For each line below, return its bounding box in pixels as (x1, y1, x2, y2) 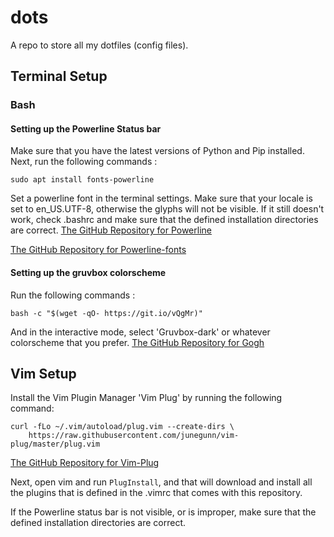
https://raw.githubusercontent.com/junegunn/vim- (28, 431, 240, 441)
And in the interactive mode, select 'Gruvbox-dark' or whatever (10, 326, 271, 338)
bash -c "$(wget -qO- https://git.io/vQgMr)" (10, 308, 203, 318)
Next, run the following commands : (10, 156, 158, 168)
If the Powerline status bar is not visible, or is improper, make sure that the (10, 506, 317, 518)
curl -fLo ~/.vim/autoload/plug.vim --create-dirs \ (10, 422, 235, 432)
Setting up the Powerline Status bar (10, 122, 162, 135)
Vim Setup (10, 366, 77, 383)
